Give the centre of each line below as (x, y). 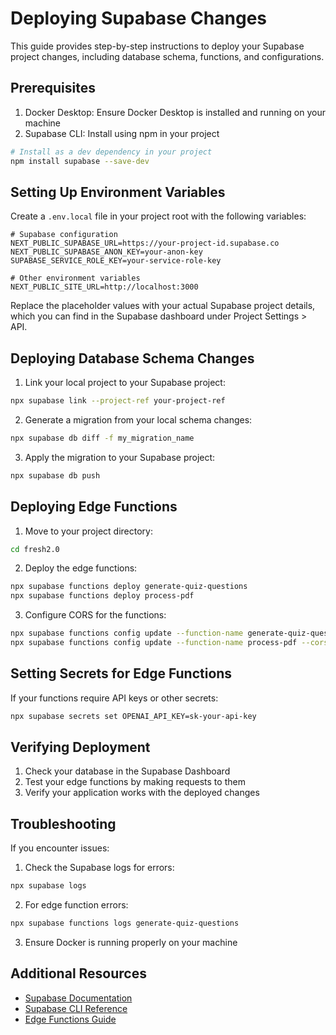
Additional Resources (78, 973)
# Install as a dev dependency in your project (111, 152)
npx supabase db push (55, 475)
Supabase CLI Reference (76, 1008)
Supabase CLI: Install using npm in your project (122, 133)
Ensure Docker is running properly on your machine (131, 942)
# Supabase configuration (64, 235)
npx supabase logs (48, 886)
